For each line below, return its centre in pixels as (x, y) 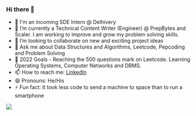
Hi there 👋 (21, 9)
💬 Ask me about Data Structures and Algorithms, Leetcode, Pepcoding (100, 47)
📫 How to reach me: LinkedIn (50, 72)
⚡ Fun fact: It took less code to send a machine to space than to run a (99, 87)
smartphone (29, 95)
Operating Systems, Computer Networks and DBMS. (78, 66)
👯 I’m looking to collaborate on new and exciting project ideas (89, 41)
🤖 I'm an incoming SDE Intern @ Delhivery (65, 22)
